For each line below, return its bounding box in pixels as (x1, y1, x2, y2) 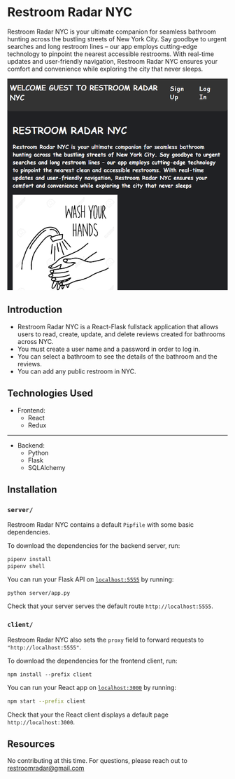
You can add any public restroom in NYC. (17, 367, 136, 375)
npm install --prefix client (7, 670, 92, 678)
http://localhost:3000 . (7, 717, 76, 726)
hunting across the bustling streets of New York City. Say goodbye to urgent (7, 34, 227, 43)
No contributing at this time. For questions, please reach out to (7, 757, 187, 765)
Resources (7, 738, 55, 750)
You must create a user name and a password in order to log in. (17, 345, 201, 353)
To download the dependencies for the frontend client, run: (7, 656, 178, 665)
